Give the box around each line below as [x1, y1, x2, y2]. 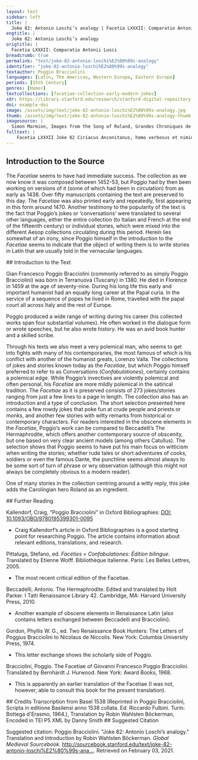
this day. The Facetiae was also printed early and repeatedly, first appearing [6, 197, 192, 204]
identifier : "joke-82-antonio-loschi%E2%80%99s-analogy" [6, 63, 149, 70]
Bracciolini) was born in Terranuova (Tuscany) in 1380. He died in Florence [6, 276, 187, 283]
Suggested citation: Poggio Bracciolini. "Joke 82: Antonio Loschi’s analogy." [6, 728, 190, 735]
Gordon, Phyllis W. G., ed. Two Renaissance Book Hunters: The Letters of [6, 627, 184, 634]
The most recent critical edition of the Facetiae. [14, 574, 130, 581]
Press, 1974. [6, 640, 35, 647]
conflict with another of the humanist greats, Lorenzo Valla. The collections [6, 355, 189, 362]
